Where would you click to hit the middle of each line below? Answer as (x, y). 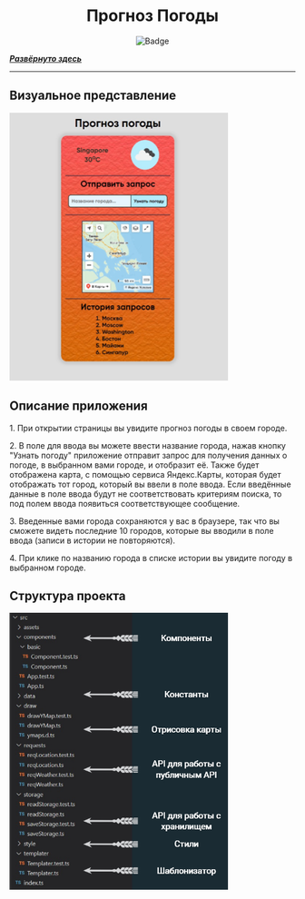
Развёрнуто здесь (45, 58)
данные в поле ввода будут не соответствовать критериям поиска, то (146, 494)
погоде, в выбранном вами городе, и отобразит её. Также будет (134, 465)
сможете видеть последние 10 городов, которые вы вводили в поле (142, 530)
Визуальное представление (93, 96)
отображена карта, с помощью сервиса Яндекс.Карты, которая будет (145, 474)
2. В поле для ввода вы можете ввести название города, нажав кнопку (148, 445)
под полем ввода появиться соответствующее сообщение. (125, 503)
